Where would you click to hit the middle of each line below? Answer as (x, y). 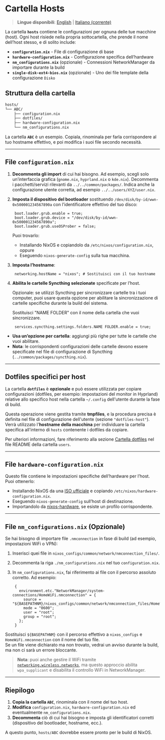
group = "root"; (40, 617)
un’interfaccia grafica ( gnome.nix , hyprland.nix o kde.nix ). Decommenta (85, 179)
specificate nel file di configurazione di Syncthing (62, 352)
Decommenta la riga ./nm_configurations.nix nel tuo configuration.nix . (86, 563)
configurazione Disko (34, 78)
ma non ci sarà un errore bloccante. (41, 650)
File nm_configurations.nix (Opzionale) (65, 527)
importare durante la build (38, 67)
